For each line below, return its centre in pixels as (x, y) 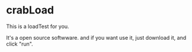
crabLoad (30, 10)
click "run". (20, 44)
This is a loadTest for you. (38, 26)
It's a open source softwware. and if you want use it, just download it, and (96, 37)
